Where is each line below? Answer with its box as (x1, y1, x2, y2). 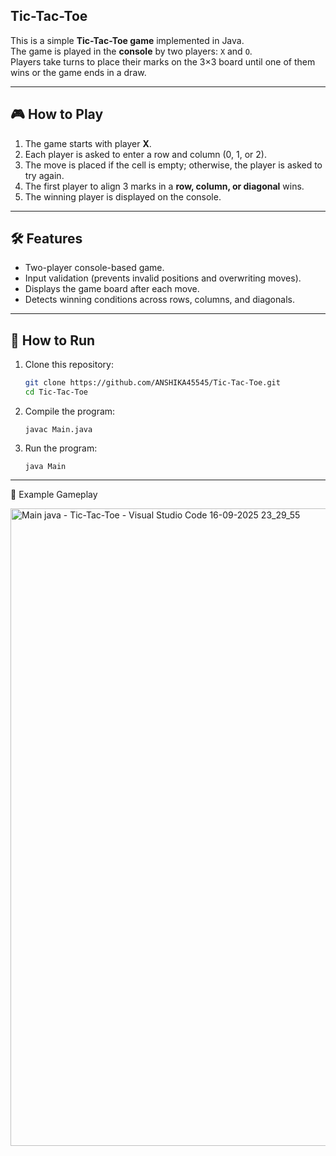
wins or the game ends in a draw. (10, 66, 147, 78)
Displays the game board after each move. (24, 283, 200, 295)
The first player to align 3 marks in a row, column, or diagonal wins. (24, 180, 305, 192)
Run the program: (24, 442, 98, 454)
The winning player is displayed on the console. (24, 190, 222, 203)
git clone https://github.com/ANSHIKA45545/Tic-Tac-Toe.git (24, 378, 281, 388)
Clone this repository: (24, 359, 114, 371)
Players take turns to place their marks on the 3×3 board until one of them (10, 55, 316, 68)
